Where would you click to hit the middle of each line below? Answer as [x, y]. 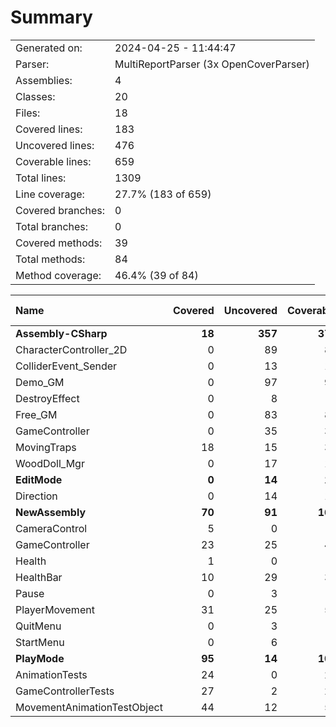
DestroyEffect [47, 398]
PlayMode [40, 658]
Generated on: [49, 48]
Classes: [35, 96]
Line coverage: [50, 194]
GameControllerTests [65, 691]
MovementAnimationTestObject [89, 707]
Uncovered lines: [55, 145]
